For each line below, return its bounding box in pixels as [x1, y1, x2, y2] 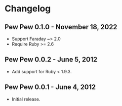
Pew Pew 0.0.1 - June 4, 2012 [4, 83, 96, 92]
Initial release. [11, 96, 41, 102]
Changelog [4, 3, 51, 14]
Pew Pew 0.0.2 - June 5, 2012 [4, 55, 97, 64]
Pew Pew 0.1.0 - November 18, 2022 [4, 23, 118, 31]
